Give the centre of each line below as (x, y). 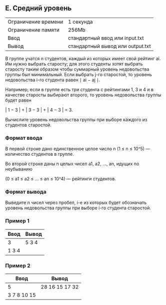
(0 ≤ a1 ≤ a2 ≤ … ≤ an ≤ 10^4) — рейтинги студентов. (60, 179)
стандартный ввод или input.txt (106, 38)
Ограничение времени (35, 22)
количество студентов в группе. (39, 154)
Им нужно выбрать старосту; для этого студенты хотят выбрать (74, 64)
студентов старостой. (28, 125)
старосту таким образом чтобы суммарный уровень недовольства (77, 69)
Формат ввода (24, 138)
